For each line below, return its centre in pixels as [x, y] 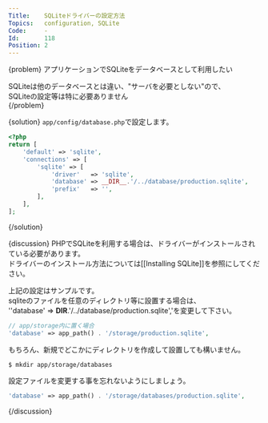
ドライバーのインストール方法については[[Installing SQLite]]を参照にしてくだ [134, 263]
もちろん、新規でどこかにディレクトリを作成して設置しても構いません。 [127, 349]
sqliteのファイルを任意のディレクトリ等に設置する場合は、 [105, 300]
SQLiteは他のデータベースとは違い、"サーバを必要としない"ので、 [117, 87]
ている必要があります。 [47, 253]
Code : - [28, 30]
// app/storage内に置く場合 [51, 325]
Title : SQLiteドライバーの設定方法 [67, 16]
